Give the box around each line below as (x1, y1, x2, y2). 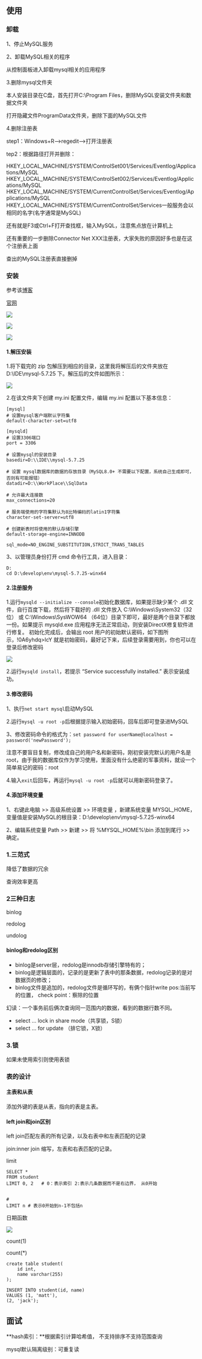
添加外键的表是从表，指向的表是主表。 (6, 1103, 101, 1111)
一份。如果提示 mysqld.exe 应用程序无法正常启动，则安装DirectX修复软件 (6, 621, 188, 628)
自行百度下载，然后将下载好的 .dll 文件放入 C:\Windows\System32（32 (16, 606, 192, 613)
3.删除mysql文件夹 (6, 78, 52, 86)
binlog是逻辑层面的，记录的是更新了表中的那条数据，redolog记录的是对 (14, 968, 192, 976)
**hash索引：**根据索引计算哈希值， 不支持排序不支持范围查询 (6, 1333, 163, 1340)
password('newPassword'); (6, 737, 71, 743)
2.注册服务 (6, 584, 33, 591)
